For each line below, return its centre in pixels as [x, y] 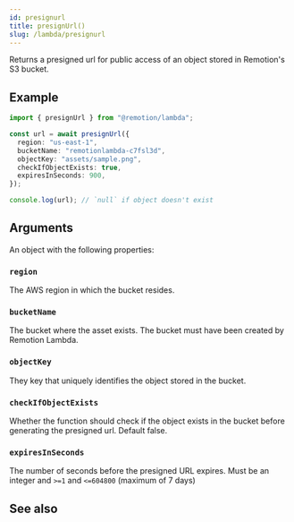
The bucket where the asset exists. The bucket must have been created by [147, 330]
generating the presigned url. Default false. [88, 431]
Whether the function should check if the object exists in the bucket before [147, 421]
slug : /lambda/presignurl [57, 34]
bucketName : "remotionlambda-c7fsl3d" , [92, 150]
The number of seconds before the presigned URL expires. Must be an [139, 471]
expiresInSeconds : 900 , [61, 175]
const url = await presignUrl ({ [69, 134]
